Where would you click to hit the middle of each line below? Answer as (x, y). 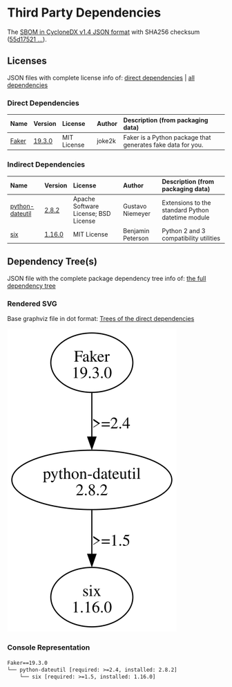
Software (86, 206)
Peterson (136, 238)
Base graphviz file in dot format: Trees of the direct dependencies (101, 319)
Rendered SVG (32, 304)
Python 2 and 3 (184, 230)
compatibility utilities (191, 238)
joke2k (106, 141)
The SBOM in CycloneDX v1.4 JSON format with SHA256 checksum (104, 32)
